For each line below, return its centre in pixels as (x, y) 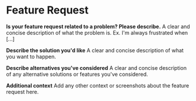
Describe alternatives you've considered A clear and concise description (97, 68)
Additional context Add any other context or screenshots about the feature (98, 85)
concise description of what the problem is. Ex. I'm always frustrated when (97, 32)
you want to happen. (31, 56)
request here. (22, 92)
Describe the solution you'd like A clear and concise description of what (95, 50)
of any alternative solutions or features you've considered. (77, 74)
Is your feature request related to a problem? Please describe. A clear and (98, 26)
